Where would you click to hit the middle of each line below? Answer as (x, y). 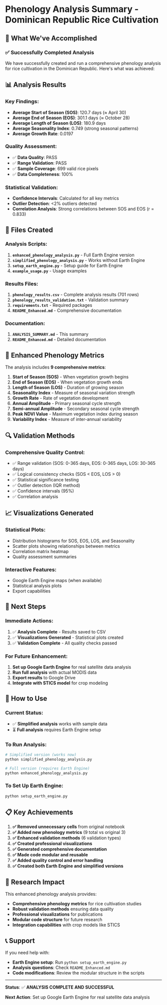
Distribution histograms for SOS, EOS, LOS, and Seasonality (74, 541)
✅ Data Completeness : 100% (43, 174)
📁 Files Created (29, 230)
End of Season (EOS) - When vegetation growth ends (67, 382)
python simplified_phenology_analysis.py (49, 759)
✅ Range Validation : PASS (40, 163)
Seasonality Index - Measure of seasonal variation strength (74, 393)
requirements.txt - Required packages (52, 305)
